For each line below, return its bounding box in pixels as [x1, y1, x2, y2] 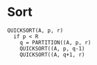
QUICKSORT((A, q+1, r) [19, 51, 85, 58]
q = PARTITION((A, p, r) [19, 39, 91, 46]
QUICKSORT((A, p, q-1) [19, 45, 85, 52]
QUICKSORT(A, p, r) [7, 27, 64, 34]
